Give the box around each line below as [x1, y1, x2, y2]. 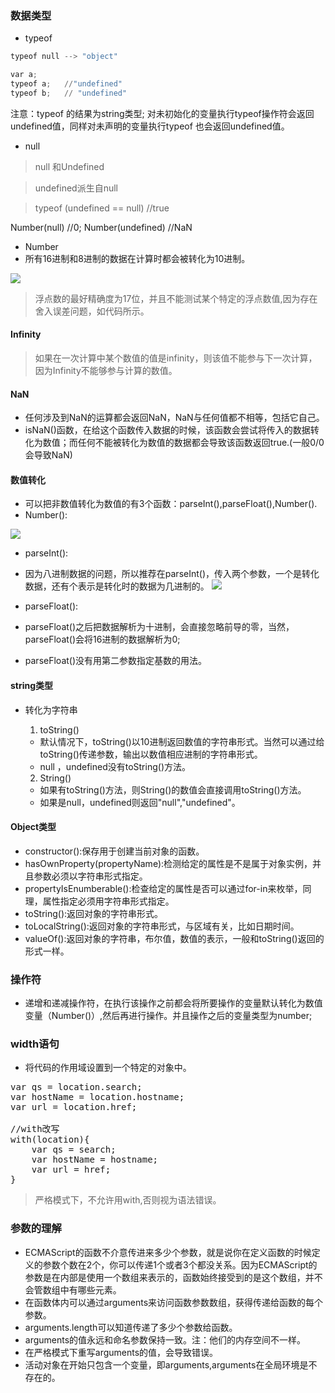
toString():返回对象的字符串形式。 [24, 907, 164, 919]
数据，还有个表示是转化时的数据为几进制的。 [24, 580, 210, 592]
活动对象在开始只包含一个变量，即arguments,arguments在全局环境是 [24, 1358, 309, 1371]
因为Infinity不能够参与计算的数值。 [34, 365, 178, 376]
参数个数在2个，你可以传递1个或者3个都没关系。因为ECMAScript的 [42, 1258, 318, 1271]
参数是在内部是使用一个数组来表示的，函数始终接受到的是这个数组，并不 [24, 1271, 323, 1283]
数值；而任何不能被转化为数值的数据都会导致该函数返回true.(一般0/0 [42, 437, 325, 449]
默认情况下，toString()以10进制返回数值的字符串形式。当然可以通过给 [39, 735, 325, 747]
